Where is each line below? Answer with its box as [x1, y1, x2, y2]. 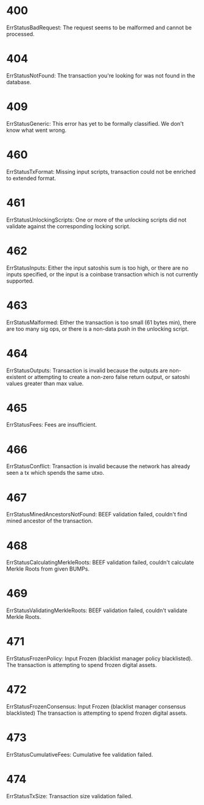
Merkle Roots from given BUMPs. [6, 565, 90, 572]
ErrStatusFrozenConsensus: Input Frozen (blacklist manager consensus [6, 703, 186, 710]
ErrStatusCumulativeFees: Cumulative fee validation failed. [6, 751, 153, 758]
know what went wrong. [6, 126, 67, 134]
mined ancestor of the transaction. [6, 517, 93, 525]
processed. [6, 30, 35, 37]
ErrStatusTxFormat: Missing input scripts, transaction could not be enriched [6, 168, 196, 175]
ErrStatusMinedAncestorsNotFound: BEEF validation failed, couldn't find [6, 511, 188, 518]
